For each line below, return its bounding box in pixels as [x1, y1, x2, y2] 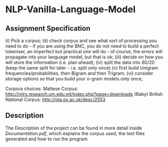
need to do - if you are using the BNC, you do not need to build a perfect [5, 43, 159, 49]
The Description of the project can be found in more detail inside [5, 124, 142, 131]
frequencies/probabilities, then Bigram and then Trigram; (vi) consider [5, 70, 154, 76]
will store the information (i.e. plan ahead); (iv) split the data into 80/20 [5, 59, 155, 65]
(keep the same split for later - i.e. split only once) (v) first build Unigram [5, 65, 158, 71]
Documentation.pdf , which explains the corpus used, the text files [5, 130, 145, 136]
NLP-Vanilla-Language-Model [5, 4, 136, 15]
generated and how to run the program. [5, 136, 89, 142]
